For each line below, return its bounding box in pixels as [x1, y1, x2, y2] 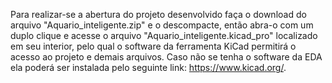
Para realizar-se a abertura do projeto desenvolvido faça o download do [10, 9, 307, 20]
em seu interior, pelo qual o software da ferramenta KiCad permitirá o [10, 40, 297, 52]
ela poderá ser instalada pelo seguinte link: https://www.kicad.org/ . [10, 62, 287, 73]
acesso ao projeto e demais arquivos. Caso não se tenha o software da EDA [10, 51, 323, 63]
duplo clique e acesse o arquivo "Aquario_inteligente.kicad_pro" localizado [10, 30, 318, 41]
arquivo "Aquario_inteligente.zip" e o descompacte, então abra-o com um [10, 19, 314, 31]
